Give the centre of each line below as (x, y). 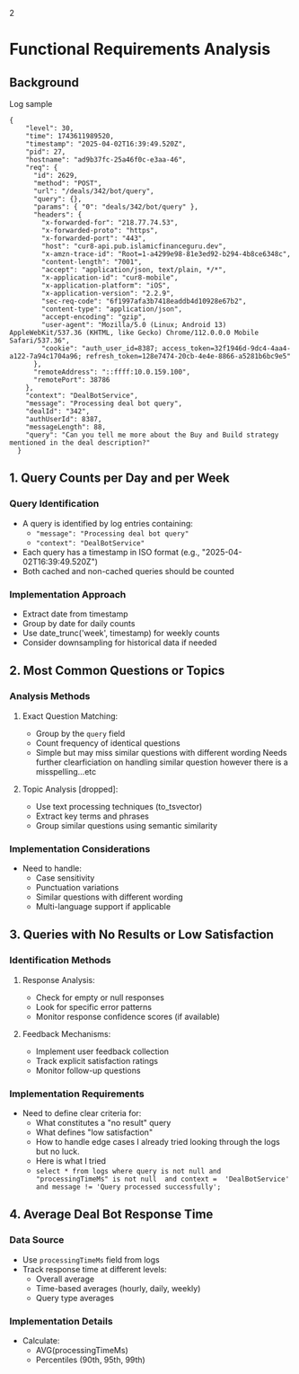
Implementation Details (62, 1321)
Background (44, 82)
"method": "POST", (67, 183)
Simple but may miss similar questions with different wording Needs (161, 752)
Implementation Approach (68, 594)
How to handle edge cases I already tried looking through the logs (158, 1141)
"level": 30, (50, 129)
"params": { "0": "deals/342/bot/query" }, (116, 207)
